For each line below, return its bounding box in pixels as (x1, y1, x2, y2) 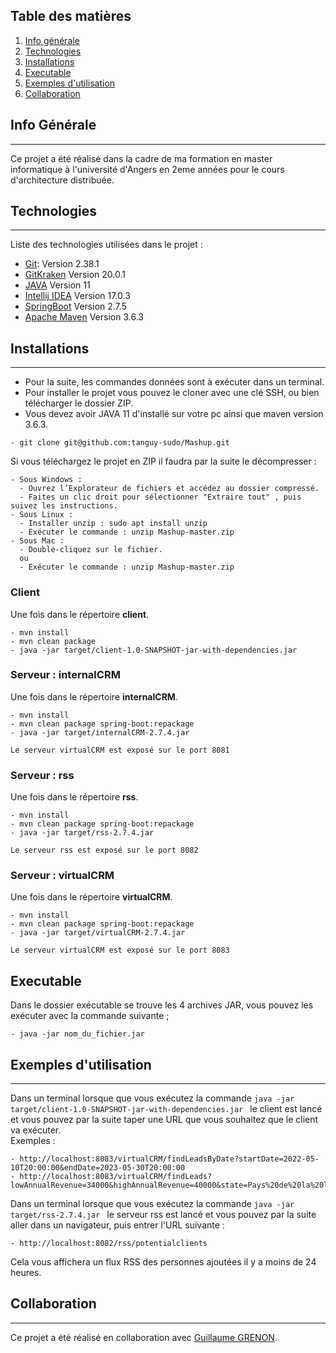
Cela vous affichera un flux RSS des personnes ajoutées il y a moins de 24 (10, 1256, 317, 1268)
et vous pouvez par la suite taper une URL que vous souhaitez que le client (10, 1114, 319, 1126)
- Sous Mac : (10, 536, 65, 546)
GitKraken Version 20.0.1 (24, 269, 126, 281)
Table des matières (10, 8, 132, 25)
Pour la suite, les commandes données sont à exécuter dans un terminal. (24, 376, 325, 388)
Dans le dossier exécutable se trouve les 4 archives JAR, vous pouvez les (10, 999, 314, 1011)
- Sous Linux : (10, 510, 74, 520)
